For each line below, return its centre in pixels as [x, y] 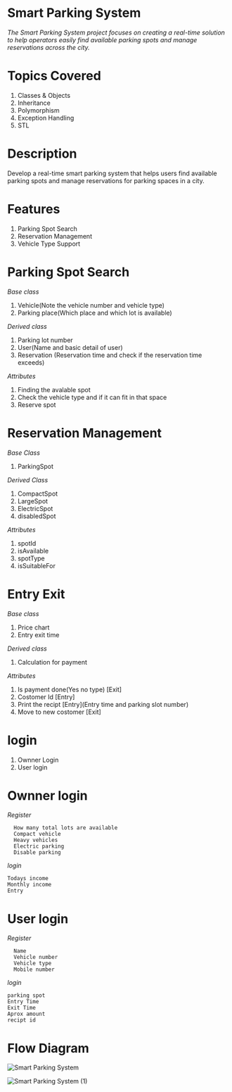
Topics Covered [54, 76]
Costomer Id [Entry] [46, 697]
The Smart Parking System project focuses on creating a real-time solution [116, 32]
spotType [31, 558]
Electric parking [39, 846]
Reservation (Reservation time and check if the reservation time [110, 355]
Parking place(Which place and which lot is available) [95, 313]
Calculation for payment [52, 662]
